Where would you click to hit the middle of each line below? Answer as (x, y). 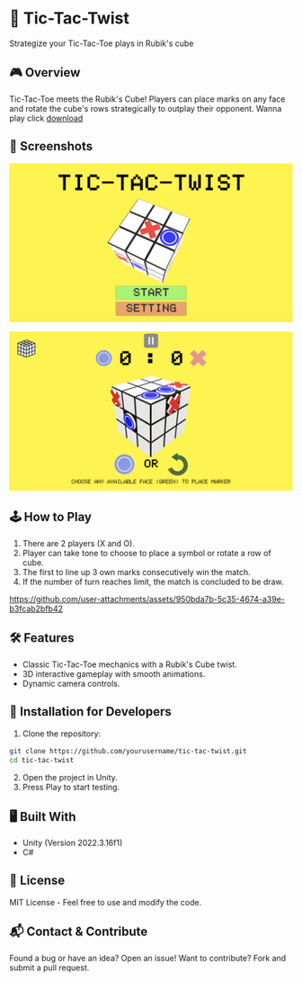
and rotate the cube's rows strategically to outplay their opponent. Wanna (146, 108)
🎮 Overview (45, 72)
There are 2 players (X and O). (78, 543)
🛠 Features (42, 638)
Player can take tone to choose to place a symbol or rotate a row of (147, 553)
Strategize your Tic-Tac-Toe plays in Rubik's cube (102, 43)
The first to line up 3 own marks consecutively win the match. (137, 572)
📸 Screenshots (51, 146)
